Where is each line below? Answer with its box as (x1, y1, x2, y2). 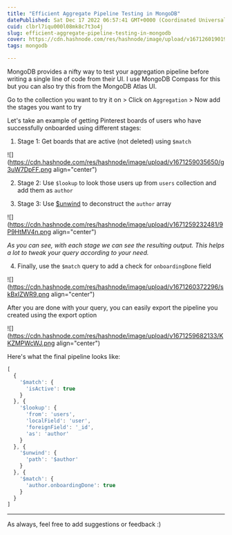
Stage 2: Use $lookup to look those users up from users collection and (17, 179, 217, 187)
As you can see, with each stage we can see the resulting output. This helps (7, 241, 224, 249)
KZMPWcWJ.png (7, 339, 55, 347)
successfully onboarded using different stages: (7, 124, 142, 132)
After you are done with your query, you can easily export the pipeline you (7, 304, 218, 312)
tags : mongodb (7, 42, 48, 49)
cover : (7, 36, 26, 43)
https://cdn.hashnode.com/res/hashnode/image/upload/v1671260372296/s (9, 283, 224, 291)
